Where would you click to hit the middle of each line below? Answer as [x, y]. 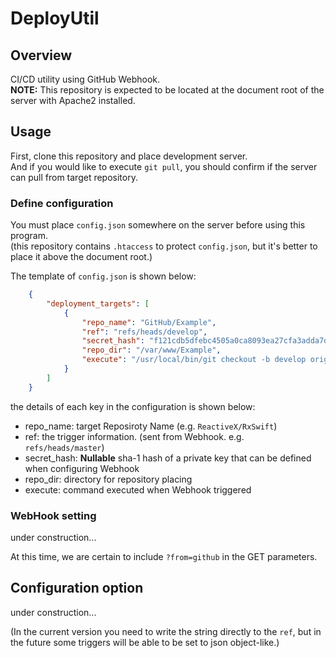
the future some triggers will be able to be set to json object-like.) [145, 642]
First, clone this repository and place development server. [129, 156]
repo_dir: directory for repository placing [108, 479]
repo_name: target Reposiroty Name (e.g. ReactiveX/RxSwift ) [151, 426]
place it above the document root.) [81, 257]
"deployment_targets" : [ [98, 303]
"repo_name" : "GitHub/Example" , [149, 322]
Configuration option [77, 588]
